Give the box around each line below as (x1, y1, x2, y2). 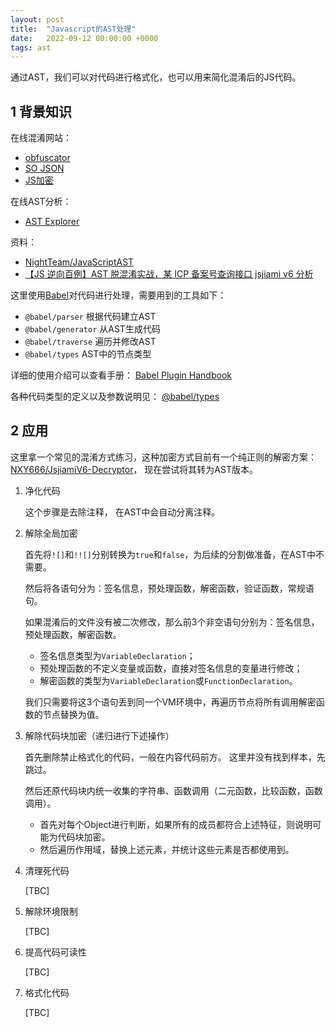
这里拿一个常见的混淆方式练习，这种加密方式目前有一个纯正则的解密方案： (10, 451, 317, 463)
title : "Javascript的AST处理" (10, 24, 137, 34)
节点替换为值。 (42, 708, 105, 720)
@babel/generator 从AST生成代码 (24, 323, 161, 335)
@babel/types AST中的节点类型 (24, 348, 152, 360)
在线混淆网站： (10, 132, 72, 144)
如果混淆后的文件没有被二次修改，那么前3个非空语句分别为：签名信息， (24, 616, 320, 628)
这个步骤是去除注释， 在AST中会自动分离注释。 (24, 506, 221, 518)
